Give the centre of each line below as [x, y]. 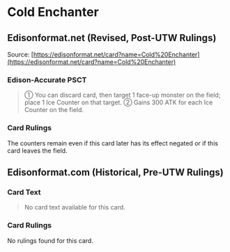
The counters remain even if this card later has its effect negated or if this [113, 143]
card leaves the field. [37, 150]
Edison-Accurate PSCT [47, 79]
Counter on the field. [54, 110]
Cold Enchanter [53, 12]
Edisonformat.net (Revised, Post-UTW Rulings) [112, 38]
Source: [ [20, 54]
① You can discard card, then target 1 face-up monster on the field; [122, 95]
